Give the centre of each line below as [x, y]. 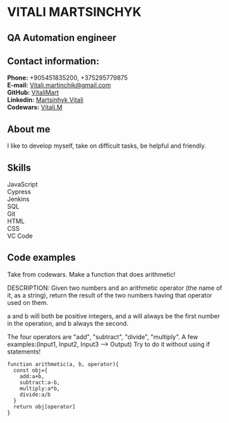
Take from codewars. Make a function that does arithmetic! [91, 274]
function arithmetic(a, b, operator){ [63, 364]
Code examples [42, 258]
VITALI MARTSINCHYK [74, 12]
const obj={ [31, 370]
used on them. [28, 302]
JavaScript [22, 184]
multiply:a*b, [40, 388]
